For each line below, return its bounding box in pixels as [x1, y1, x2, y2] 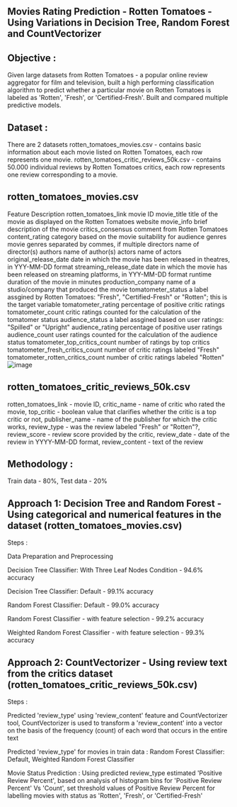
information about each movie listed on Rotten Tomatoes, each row [7, 148, 203, 157]
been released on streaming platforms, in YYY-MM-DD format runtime [7, 269, 212, 279]
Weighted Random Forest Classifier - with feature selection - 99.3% [7, 628, 205, 637]
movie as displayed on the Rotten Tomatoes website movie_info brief [7, 217, 208, 226]
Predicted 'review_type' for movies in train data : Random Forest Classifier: [7, 747, 225, 756]
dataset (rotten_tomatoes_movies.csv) [7, 519, 183, 531]
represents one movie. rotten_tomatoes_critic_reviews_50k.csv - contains [7, 155, 221, 164]
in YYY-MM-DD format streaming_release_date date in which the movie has [7, 262, 228, 271]
